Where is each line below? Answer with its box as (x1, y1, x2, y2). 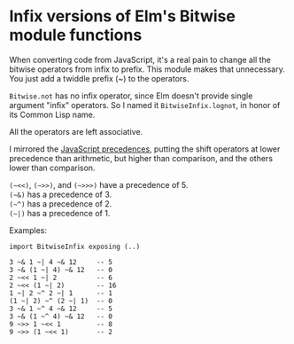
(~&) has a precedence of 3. (9, 189, 112, 199)
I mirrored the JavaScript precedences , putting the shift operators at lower (9, 144, 281, 154)
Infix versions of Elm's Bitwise (9, 6, 236, 27)
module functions (9, 25, 143, 45)
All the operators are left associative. (9, 126, 143, 137)
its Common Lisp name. (9, 109, 96, 120)
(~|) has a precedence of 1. (9, 207, 111, 218)
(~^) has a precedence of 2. (9, 198, 112, 209)
